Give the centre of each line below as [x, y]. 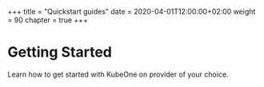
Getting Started [60, 52]
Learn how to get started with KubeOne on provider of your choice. [118, 74]
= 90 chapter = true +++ [48, 20]
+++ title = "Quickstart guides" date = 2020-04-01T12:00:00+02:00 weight [132, 12]
